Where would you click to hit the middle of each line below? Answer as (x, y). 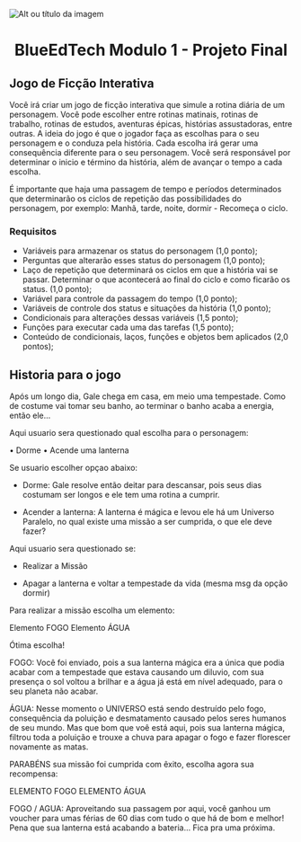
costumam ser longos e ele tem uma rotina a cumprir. (121, 495)
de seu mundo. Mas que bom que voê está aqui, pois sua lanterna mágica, (147, 728)
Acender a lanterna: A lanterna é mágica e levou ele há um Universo (148, 512)
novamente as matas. (49, 747)
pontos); (38, 347)
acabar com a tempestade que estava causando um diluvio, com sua (137, 672)
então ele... (30, 416)
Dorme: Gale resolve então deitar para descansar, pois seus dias (142, 485)
